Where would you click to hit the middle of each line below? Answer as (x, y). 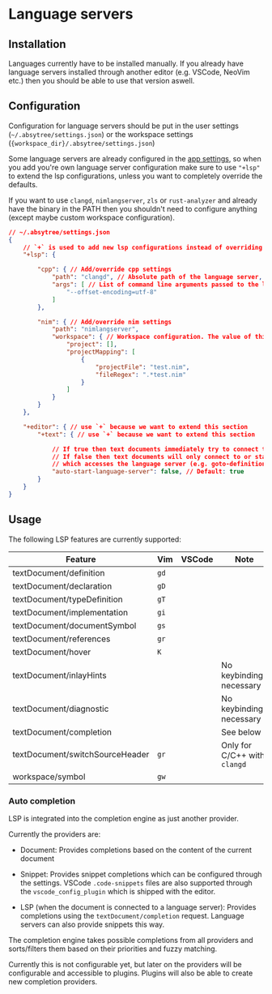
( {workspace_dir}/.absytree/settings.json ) (82, 143)
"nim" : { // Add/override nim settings (105, 322)
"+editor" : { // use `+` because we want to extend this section (136, 426)
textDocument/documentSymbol (74, 625)
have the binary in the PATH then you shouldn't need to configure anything (133, 208)
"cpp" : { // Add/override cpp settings (105, 270)
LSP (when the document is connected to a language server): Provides (138, 907)
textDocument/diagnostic (61, 709)
